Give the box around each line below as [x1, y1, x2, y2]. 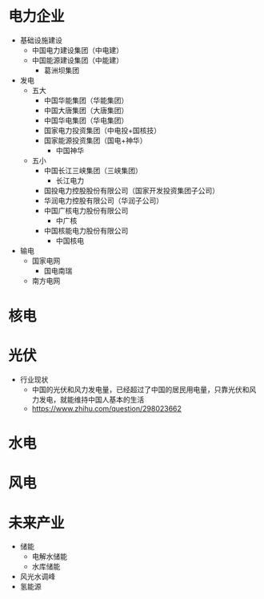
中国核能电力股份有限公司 [43, 225, 129, 235]
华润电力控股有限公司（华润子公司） [43, 196, 164, 205]
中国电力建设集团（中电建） [31, 45, 124, 55]
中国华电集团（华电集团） [43, 115, 129, 125]
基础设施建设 [19, 35, 62, 45]
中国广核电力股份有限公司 [43, 205, 129, 215]
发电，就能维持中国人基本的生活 [38, 395, 145, 405]
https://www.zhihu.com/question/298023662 [31, 404, 182, 414]
